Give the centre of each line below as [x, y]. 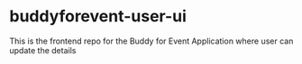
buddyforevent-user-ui [98, 16]
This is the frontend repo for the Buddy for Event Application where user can [151, 41]
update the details [43, 50]
